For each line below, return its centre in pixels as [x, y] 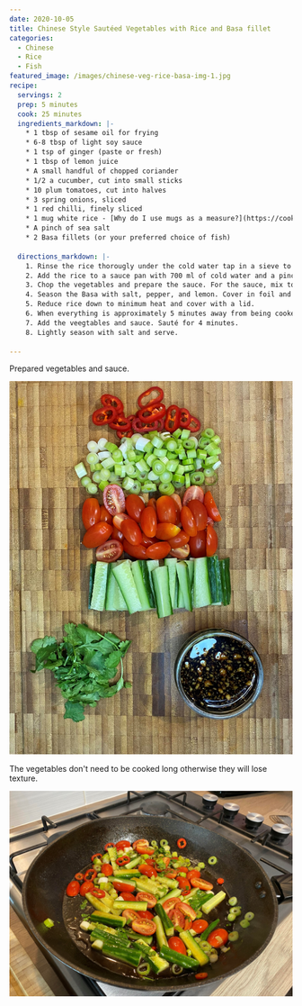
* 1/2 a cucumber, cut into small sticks [104, 180]
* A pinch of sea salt [68, 228]
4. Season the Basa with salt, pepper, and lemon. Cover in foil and [159, 295]
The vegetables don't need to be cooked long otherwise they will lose [138, 768]
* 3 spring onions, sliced [76, 199]
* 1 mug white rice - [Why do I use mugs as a [114, 219]
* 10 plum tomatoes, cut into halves [96, 190]
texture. [24, 778]
